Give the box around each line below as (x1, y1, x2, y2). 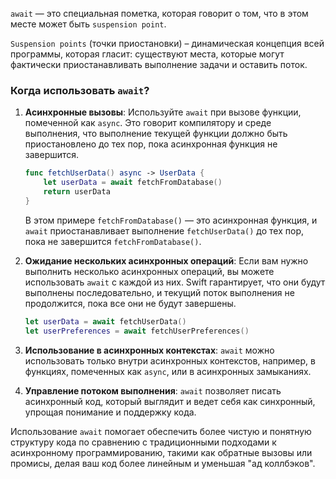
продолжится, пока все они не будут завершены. (24, 297, 237, 309)
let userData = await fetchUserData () (24, 316, 187, 327)
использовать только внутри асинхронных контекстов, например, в (24, 354, 316, 367)
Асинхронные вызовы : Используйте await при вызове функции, (24, 106, 302, 118)
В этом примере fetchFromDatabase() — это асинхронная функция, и (24, 214, 318, 226)
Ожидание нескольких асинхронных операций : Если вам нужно (24, 254, 309, 267)
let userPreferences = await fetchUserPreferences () (24, 326, 250, 336)
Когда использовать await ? (10, 83, 150, 97)
